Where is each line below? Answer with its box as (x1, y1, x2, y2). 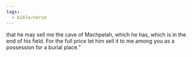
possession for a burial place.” (6, 43, 81, 51)
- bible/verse (11, 14, 47, 20)
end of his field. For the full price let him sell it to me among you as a (6, 37, 175, 44)
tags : (6, 8, 20, 15)
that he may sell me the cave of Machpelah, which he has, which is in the (6, 31, 187, 38)
